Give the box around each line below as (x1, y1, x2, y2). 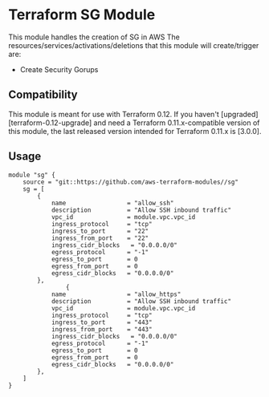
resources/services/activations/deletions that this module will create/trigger (8, 40, 259, 50)
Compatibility (8, 88, 78, 102)
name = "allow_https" (51, 290, 181, 298)
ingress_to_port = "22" (51, 227, 149, 235)
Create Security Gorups (19, 64, 99, 74)
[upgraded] (220, 109, 259, 119)
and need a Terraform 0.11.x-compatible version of (93, 118, 260, 128)
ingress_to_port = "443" (51, 318, 153, 326)
